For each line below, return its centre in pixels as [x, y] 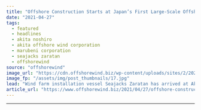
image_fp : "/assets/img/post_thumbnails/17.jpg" [68, 78]
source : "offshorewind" [36, 67]
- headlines [27, 34]
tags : [13, 23]
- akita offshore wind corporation [56, 45]
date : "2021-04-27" [31, 17]
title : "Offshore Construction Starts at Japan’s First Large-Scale [93, 12]
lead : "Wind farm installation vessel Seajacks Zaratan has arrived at [97, 84]
